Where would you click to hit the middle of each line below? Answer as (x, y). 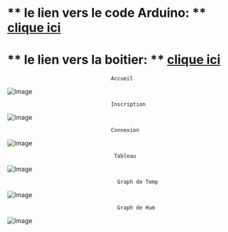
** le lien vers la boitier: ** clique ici (114, 60)
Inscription (128, 104)
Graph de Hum (136, 208)
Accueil (122, 79)
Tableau (125, 156)
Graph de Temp (138, 182)
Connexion (125, 130)
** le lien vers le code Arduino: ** (107, 13)
